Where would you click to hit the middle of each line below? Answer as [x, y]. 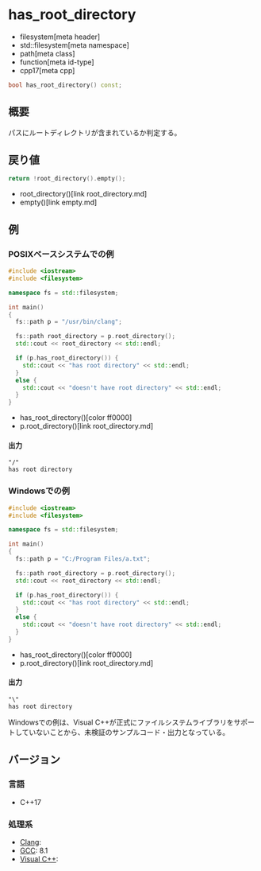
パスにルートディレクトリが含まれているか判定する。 [95, 132]
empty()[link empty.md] [58, 202]
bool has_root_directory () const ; [65, 85]
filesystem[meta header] [60, 37]
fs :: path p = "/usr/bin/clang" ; [69, 322]
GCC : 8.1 [34, 850]
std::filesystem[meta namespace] [74, 45]
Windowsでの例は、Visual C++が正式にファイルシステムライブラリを [121, 722]
